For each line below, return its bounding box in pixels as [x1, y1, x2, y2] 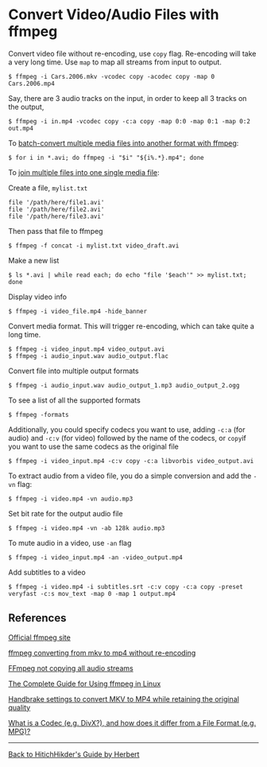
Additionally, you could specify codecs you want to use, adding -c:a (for [8, 424, 246, 434]
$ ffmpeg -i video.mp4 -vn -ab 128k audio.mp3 [8, 524, 165, 532]
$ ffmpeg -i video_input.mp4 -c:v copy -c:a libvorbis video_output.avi [8, 457, 254, 465]
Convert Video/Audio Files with [8, 6, 219, 24]
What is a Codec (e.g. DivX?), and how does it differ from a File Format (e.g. [8, 718, 257, 727]
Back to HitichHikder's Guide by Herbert [8, 749, 140, 759]
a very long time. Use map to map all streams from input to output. [8, 57, 222, 67]
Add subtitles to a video [8, 567, 86, 577]
